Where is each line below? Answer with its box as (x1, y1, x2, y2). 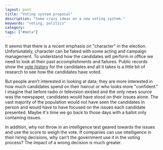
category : (5, 25, 25, 30)
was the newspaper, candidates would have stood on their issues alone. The (5, 94, 159, 100)
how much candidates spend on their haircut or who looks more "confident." (5, 84, 158, 89)
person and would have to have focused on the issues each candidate (5, 104, 146, 110)
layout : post (5, 7, 32, 12)
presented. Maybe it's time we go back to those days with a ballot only (5, 110, 147, 115)
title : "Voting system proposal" (5, 12, 73, 17)
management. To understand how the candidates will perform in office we (5, 54, 153, 59)
